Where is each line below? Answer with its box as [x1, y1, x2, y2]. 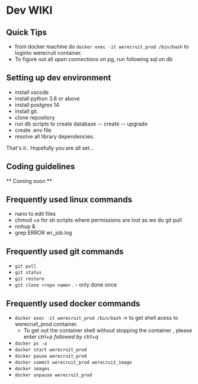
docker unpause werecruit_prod [14, 372, 92, 378]
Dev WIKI [6, 4, 53, 17]
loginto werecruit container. [14, 49, 82, 56]
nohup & [14, 223, 36, 230]
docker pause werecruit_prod [14, 353, 87, 360]
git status [14, 270, 42, 276]
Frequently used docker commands [6, 298, 140, 309]
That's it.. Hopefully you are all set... [6, 144, 94, 152]
